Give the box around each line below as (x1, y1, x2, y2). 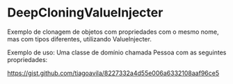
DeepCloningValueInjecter (7, 5, 163, 21)
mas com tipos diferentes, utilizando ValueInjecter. (7, 34, 152, 43)
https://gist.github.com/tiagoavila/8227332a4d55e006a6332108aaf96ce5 (7, 69, 220, 77)
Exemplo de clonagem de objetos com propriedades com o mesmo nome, (7, 28, 219, 36)
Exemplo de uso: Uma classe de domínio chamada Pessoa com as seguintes (7, 48, 227, 56)
